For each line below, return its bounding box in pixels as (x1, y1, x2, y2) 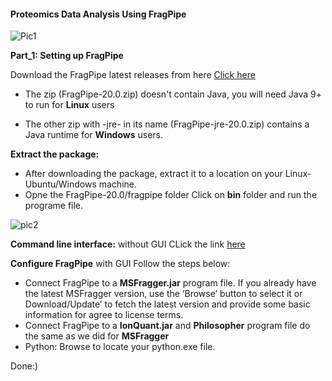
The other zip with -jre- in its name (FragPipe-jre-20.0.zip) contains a (24, 118, 310, 130)
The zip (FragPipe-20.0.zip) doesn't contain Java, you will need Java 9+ (24, 88, 322, 100)
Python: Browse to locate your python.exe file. (24, 341, 216, 353)
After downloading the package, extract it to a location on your (24, 168, 283, 180)
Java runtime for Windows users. (24, 129, 164, 141)
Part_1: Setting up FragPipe (10, 50, 124, 62)
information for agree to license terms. (24, 309, 184, 321)
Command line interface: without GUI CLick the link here (10, 238, 246, 250)
